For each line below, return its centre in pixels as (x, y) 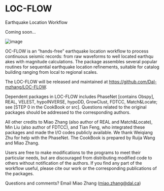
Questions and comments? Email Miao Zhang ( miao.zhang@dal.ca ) (73, 183)
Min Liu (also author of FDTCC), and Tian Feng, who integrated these (75, 127)
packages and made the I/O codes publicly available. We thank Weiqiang (79, 132)
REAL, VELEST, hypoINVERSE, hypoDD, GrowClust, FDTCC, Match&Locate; (81, 101)
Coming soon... (20, 32)
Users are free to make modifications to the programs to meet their (73, 152)
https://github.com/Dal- (133, 82)
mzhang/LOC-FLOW (25, 87)
